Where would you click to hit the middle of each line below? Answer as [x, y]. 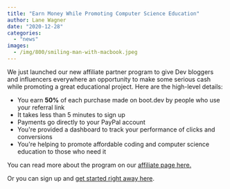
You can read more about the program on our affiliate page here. [99, 165]
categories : [24, 33]
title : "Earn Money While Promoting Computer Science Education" [103, 13]
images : [18, 46]
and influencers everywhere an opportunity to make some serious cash [109, 79]
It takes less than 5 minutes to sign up [71, 114]
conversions [35, 136]
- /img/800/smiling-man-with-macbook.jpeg [76, 53]
